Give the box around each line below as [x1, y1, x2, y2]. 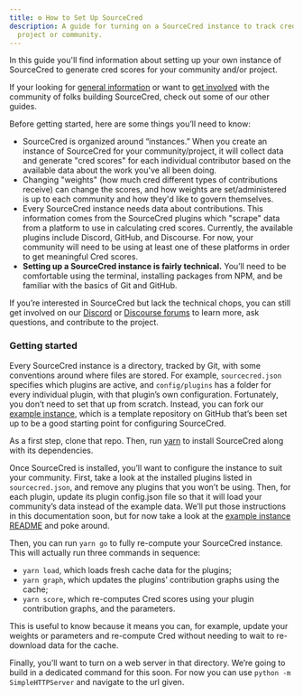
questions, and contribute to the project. [9, 317, 160, 328]
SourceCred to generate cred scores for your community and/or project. [9, 64, 278, 75]
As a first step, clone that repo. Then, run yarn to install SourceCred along [9, 435, 284, 446]
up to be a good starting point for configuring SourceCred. [9, 418, 227, 428]
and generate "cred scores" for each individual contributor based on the [22, 155, 291, 166]
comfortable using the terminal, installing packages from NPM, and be [22, 270, 283, 281]
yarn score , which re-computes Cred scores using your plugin [22, 593, 254, 604]
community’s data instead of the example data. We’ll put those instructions [9, 501, 287, 512]
